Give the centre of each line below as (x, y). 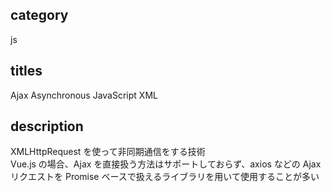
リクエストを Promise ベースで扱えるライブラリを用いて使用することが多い (165, 177)
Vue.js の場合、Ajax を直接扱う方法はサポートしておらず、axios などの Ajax (166, 164)
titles (26, 71)
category (39, 15)
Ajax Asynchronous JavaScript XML (84, 95)
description (47, 126)
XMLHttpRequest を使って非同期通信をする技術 (108, 152)
